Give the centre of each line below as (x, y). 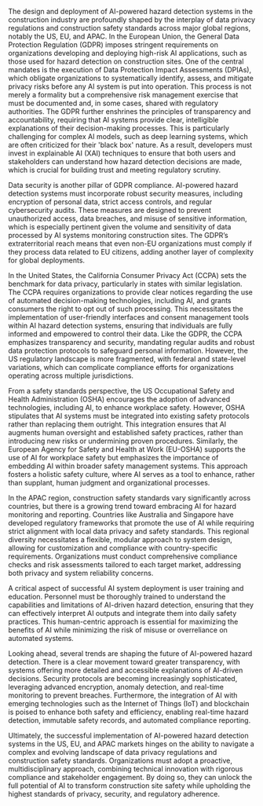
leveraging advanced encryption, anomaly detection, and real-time (116, 687)
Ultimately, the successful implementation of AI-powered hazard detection (128, 735)
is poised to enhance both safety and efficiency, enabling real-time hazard (128, 712)
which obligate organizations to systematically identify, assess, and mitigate (131, 78)
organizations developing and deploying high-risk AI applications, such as (128, 53)
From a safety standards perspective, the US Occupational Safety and (121, 391)
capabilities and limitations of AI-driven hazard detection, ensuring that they (131, 605)
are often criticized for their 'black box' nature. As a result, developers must (130, 145)
